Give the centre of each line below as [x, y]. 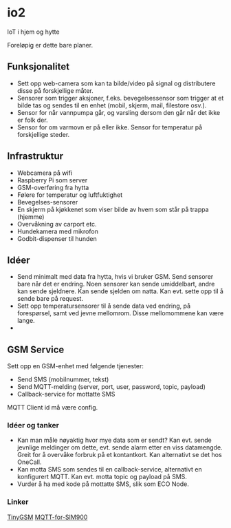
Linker [18, 502]
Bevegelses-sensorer [47, 202]
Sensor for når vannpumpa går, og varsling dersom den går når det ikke [119, 112]
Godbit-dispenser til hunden [57, 238]
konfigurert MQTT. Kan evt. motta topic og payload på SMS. [102, 477]
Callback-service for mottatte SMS [66, 394]
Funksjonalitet [38, 67]
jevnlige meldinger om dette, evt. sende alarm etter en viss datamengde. [120, 447]
